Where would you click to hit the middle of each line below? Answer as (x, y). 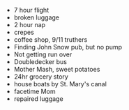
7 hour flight (31, 10)
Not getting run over (43, 54)
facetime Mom (35, 91)
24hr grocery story (41, 77)
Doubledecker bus (40, 62)
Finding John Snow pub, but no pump (68, 47)
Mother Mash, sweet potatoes (57, 69)
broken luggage (36, 17)
